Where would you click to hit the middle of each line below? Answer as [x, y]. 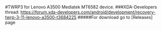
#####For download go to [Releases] [115, 17]
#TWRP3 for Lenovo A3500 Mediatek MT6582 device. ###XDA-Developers [81, 7]
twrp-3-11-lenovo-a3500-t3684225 [41, 17]
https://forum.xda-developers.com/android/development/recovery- [88, 12]
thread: [12, 12]
